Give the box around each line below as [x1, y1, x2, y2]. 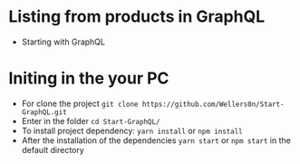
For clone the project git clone [21, 98, 139, 109]
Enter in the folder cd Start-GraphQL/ [21, 115, 160, 126]
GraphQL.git [21, 107, 67, 117]
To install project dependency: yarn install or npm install [21, 125, 243, 136]
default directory [21, 144, 85, 155]
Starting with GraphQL [21, 36, 106, 47]
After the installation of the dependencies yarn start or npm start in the [21, 134, 291, 146]
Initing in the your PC [8, 68, 169, 89]
